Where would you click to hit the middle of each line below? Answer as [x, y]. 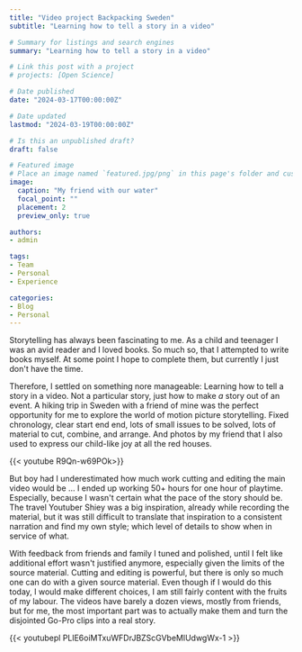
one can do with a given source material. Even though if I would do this [141, 583]
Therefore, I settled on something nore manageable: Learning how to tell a [147, 386]
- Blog [22, 306]
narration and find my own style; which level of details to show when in [141, 527]
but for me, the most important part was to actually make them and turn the [149, 611]
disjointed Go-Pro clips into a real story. [82, 620]
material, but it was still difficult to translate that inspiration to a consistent [146, 517]
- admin [24, 240]
